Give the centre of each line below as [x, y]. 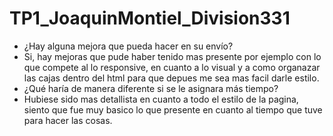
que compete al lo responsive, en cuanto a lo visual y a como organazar [172, 67]
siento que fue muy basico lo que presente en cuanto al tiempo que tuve [173, 109]
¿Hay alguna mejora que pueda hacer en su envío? [128, 46]
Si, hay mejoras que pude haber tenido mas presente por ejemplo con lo [172, 56]
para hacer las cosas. [68, 120]
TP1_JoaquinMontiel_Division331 [150, 18]
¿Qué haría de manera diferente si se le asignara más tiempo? [151, 88]
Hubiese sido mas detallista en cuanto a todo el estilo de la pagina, [161, 99]
